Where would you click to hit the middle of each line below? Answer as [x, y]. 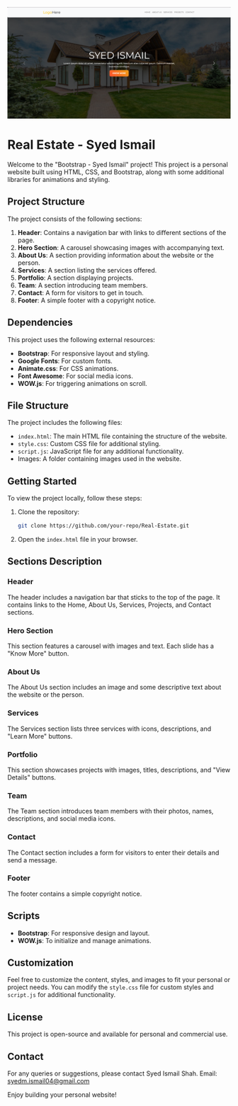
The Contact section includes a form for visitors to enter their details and [113, 853]
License [25, 1017]
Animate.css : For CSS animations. [68, 368]
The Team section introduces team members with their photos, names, [110, 811]
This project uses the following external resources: [81, 339]
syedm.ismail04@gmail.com [49, 1081]
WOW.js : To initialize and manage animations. [84, 940]
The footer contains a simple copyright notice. [75, 894]
